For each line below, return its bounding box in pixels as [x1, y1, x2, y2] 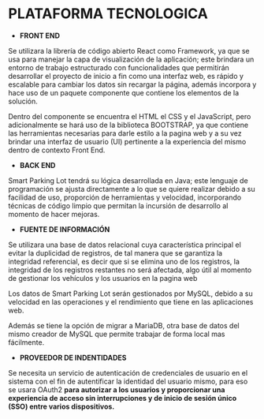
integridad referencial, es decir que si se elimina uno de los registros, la [8, 256, 240, 266]
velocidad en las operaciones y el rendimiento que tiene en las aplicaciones [8, 297, 254, 306]
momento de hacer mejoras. [8, 209, 100, 219]
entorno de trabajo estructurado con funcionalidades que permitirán [8, 62, 230, 72]
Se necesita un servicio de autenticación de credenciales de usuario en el [8, 368, 248, 377]
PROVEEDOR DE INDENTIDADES [19, 353, 128, 362]
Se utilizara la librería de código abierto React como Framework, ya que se [8, 46, 250, 55]
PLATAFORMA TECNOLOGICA [8, 5, 209, 23]
